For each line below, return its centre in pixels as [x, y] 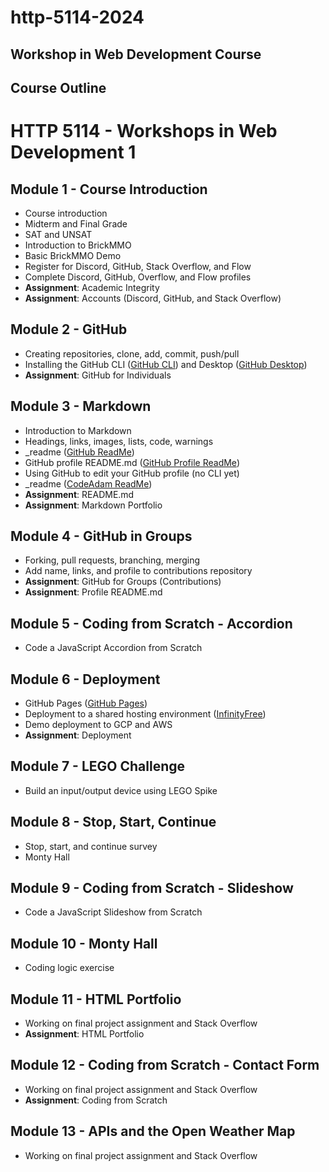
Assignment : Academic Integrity [92, 287]
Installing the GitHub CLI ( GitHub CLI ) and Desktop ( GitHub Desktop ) [166, 364]
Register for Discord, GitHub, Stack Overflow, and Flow [138, 266]
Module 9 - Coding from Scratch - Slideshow [152, 888]
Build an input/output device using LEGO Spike [121, 790]
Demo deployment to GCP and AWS [98, 725]
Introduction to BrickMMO [78, 245]
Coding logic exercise [69, 968]
